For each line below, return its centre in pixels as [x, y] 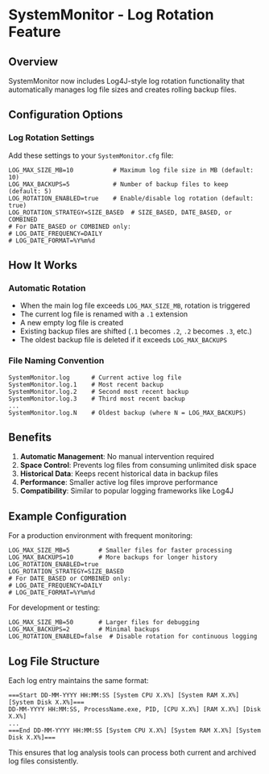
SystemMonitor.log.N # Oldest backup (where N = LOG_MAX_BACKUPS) [128, 412]
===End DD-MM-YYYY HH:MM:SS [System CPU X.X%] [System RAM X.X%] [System [135, 731]
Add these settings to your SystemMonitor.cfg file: [91, 155]
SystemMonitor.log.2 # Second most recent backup [99, 391]
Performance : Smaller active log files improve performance [119, 482]
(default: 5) [30, 191]
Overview [33, 62]
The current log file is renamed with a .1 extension [104, 314]
